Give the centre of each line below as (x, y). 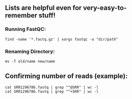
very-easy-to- (105, 8)
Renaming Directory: (30, 51)
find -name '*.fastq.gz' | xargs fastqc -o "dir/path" (62, 39)
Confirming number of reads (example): (66, 76)
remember (21, 16)
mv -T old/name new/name (30, 61)
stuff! (47, 16)
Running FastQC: (25, 29)
